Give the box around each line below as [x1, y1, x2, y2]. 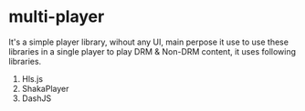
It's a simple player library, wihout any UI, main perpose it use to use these [8, 36, 289, 47]
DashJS [21, 93, 52, 104]
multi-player [8, 6, 105, 27]
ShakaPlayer [21, 83, 69, 94]
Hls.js [21, 73, 43, 84]
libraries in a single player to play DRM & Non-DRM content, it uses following [8, 45, 297, 56]
